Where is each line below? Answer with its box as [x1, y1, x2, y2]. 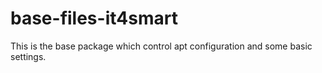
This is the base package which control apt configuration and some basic [10, 40, 313, 52]
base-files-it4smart [10, 7, 178, 30]
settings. [10, 50, 47, 62]
